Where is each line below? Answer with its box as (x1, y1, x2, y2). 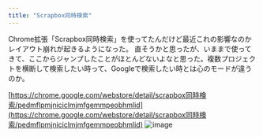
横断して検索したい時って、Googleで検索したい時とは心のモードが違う (21, 64, 253, 73)
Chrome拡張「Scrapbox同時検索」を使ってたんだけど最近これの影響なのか (8, 34, 252, 43)
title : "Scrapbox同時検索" (8, 11, 92, 20)
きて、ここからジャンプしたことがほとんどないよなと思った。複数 (8, 54, 222, 63)
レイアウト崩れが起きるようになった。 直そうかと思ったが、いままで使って (8, 44, 252, 54)
